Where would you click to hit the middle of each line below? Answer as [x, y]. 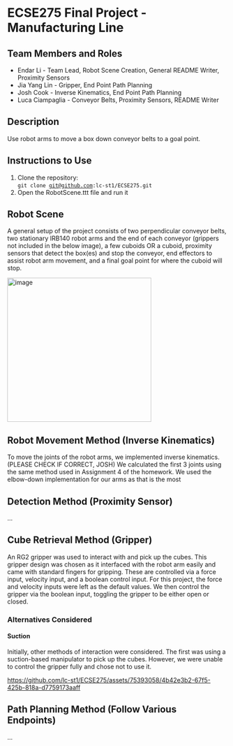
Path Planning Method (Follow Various [92, 709]
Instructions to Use [50, 161]
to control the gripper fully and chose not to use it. [80, 666]
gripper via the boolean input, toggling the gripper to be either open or [108, 594]
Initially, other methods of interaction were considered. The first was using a [116, 652]
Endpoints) [32, 721]
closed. [18, 601]
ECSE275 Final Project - [77, 13]
